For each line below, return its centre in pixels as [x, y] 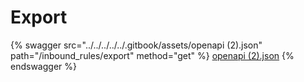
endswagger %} [43, 66]
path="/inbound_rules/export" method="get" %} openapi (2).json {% [152, 55]
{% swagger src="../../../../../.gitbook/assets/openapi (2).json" [136, 45]
